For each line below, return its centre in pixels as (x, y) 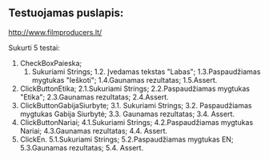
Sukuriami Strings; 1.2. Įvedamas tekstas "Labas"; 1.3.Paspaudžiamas (146, 72)
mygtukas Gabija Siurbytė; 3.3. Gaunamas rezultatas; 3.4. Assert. (127, 114)
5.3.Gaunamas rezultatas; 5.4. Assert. (82, 147)
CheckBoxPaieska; (51, 63)
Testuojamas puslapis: (66, 13)
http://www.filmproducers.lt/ (55, 32)
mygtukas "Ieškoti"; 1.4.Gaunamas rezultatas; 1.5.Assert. (124, 80)
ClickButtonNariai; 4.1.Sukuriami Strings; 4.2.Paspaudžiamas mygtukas (137, 122)
